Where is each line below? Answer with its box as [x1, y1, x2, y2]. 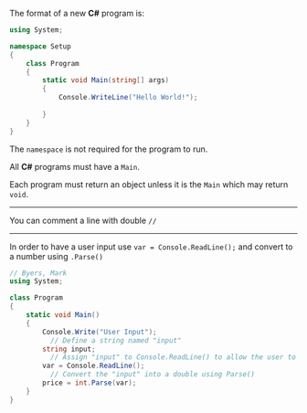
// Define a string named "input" [49, 335, 182, 345]
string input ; [42, 344, 96, 354]
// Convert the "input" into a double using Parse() [49, 370, 256, 379]
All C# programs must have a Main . [9, 161, 140, 172]
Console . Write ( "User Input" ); [42, 327, 157, 336]
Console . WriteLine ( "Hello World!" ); [58, 93, 198, 102]
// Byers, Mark [9, 269, 68, 278]
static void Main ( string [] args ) [42, 76, 170, 85]
